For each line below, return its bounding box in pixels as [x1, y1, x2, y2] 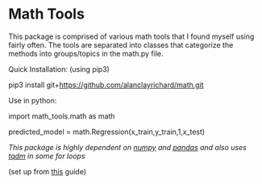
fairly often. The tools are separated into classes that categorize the [8, 40, 234, 49]
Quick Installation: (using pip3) [8, 64, 110, 73]
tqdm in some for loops [8, 151, 86, 161]
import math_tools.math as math [8, 111, 115, 121]
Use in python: [8, 95, 57, 105]
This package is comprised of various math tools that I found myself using [8, 31, 255, 41]
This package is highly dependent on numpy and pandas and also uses [8, 142, 247, 152]
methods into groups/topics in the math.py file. [8, 48, 164, 58]
